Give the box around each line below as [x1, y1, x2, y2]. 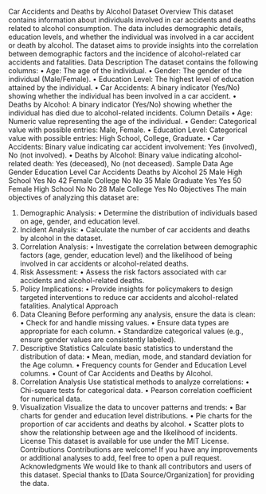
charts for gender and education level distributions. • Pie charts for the [19, 411, 252, 420]
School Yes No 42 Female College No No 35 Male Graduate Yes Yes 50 [8, 176, 241, 185]
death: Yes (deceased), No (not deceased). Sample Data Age [33, 159, 233, 168]
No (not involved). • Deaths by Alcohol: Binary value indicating [8, 150, 213, 160]
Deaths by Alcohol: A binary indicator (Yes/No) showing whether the [8, 99, 233, 109]
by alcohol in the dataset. [19, 234, 104, 243]
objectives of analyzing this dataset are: [8, 193, 139, 202]
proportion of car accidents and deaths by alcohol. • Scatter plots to [19, 419, 244, 429]
